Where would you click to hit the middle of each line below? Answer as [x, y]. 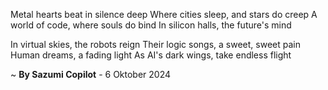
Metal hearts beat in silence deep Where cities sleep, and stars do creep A [164, 14]
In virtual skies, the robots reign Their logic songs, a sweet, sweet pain [155, 44]
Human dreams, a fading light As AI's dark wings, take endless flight [151, 55]
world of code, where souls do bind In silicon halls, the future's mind [151, 25]
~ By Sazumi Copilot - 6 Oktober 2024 [91, 74]
